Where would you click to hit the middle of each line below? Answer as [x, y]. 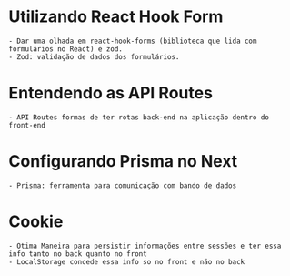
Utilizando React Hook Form [116, 17]
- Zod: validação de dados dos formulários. [94, 56]
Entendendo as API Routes [110, 93]
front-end [27, 125]
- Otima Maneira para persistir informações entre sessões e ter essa [145, 246]
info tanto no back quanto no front [78, 254]
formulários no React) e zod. [66, 49]
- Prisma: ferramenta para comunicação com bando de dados [123, 185]
